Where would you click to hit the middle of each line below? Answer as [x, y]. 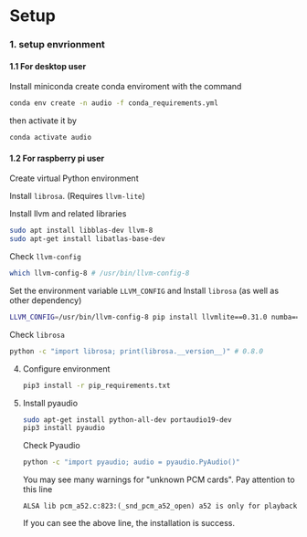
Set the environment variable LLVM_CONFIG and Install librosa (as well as [144, 290]
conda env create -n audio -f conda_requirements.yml [114, 103]
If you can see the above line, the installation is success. [129, 523]
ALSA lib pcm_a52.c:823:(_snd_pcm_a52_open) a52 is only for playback [160, 506]
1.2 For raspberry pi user [57, 158]
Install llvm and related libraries [68, 214]
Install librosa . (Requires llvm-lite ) [78, 196]
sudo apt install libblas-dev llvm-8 [81, 231]
